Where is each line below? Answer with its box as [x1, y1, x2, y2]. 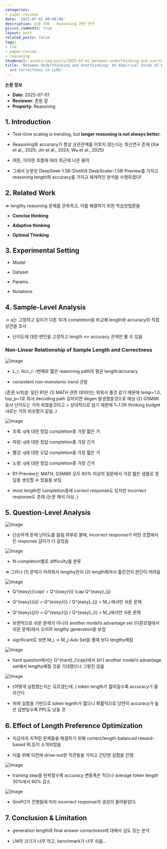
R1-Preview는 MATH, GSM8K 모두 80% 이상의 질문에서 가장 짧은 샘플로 [12, 471, 154, 477]
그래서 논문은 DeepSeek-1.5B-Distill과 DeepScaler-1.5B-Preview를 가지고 [12, 168, 159, 173]
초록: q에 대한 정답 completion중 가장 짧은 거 [12, 428, 100, 434]
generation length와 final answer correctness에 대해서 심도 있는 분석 [12, 827, 150, 833]
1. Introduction [5, 118, 51, 126]
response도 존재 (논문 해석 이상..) [12, 494, 79, 500]
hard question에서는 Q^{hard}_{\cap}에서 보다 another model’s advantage [12, 657, 162, 663]
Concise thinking [12, 212, 49, 218]
